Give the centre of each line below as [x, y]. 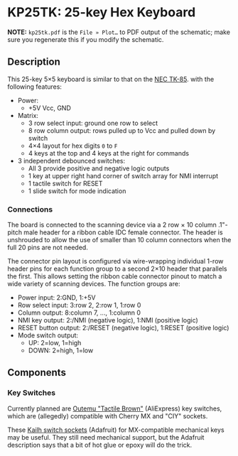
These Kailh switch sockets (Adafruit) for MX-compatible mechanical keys [116, 430]
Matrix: [28, 115]
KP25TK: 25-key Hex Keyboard [102, 12]
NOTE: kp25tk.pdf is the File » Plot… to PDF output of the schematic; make [119, 32]
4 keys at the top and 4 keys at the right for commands [109, 153]
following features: [35, 87]
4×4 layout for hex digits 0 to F [73, 146]
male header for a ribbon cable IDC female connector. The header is [123, 232]
